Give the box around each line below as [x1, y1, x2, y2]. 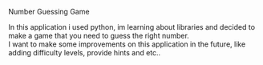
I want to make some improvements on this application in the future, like [8, 39, 246, 49]
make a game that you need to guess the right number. [8, 31, 190, 40]
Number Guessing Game [8, 7, 90, 16]
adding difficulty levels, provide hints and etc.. [8, 48, 161, 57]
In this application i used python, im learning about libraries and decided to [8, 22, 255, 31]
